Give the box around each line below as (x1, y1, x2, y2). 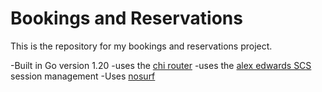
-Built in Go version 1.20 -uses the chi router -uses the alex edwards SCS (10, 59, 312, 71)
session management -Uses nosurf (10, 70, 156, 82)
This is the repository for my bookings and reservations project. (10, 40, 273, 52)
